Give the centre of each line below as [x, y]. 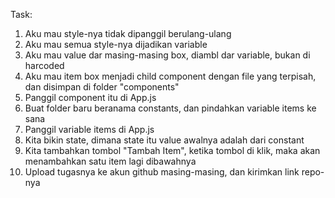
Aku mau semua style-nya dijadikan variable [116, 44]
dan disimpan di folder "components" [102, 87]
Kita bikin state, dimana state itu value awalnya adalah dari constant [164, 140]
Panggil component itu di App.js [90, 97]
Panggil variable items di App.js [89, 129]
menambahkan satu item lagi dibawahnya [110, 161]
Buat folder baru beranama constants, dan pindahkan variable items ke [170, 108]
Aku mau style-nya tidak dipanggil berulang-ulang [128, 33]
